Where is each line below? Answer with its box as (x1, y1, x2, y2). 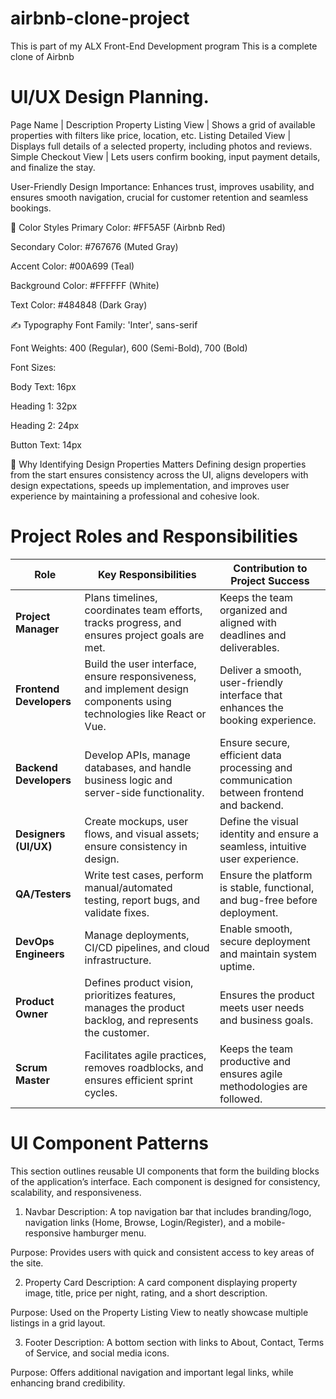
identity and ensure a (219, 827, 319, 841)
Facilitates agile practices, (84, 1048, 207, 1062)
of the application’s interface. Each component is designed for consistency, (10, 1175, 321, 1187)
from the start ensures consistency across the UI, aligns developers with (10, 468, 309, 481)
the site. (10, 1257, 44, 1269)
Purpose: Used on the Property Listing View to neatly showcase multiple (10, 1306, 309, 1318)
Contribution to (233, 561, 308, 575)
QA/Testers (15, 887, 72, 901)
